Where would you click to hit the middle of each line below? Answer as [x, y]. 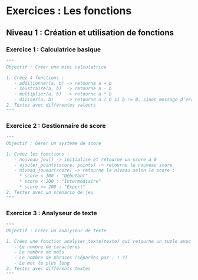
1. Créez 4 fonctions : [35, 78]
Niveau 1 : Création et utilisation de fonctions [90, 33]
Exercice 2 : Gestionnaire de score [56, 126]
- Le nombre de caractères [47, 247]
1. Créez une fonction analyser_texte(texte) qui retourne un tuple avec [99, 241]
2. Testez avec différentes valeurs [51, 105]
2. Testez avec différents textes [49, 269]
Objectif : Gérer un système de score [54, 143]
